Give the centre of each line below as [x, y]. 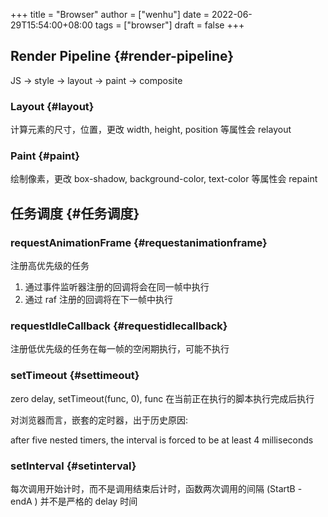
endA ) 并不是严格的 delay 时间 [74, 501]
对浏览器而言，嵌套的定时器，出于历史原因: [99, 420]
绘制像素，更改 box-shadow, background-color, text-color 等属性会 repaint [164, 179]
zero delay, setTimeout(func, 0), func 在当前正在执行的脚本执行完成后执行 [162, 398]
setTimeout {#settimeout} [75, 376]
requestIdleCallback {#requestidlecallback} [119, 326]
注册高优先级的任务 [50, 266]
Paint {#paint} [45, 156]
